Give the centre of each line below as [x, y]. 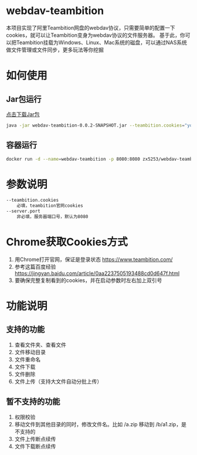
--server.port [23, 211]
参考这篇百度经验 [35, 266]
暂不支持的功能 [33, 402]
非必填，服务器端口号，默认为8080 [52, 217]
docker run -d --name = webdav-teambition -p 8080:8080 [73, 159]
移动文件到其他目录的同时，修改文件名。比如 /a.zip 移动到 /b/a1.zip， [98, 424]
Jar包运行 [24, 99]
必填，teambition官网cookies [50, 206]
